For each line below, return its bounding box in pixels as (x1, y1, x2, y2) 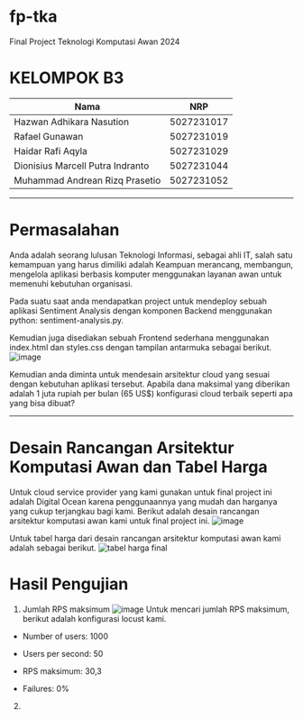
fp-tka (9, 6, 58, 27)
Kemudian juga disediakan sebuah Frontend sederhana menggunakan (9, 332, 270, 343)
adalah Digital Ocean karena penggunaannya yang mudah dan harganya (9, 496, 278, 506)
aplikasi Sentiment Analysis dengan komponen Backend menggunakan (9, 305, 273, 316)
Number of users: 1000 (22, 631, 108, 642)
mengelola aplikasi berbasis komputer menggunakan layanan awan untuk (9, 268, 282, 279)
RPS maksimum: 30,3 (22, 665, 102, 677)
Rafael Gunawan (14, 130, 84, 142)
